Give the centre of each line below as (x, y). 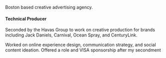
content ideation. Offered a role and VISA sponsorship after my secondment (83, 50)
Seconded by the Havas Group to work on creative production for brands (80, 30)
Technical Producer (26, 18)
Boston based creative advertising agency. (49, 7)
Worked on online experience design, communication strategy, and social (81, 45)
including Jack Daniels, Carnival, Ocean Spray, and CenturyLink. (72, 35)
